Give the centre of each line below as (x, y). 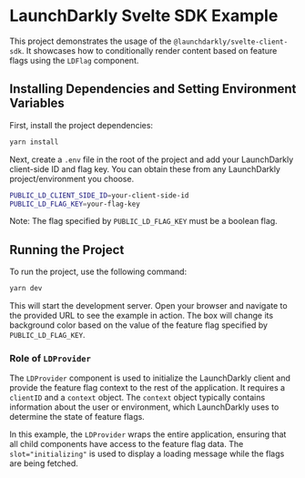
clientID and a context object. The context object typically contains (137, 398)
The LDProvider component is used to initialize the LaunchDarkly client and (150, 378)
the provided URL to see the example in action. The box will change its (142, 316)
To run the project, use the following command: (98, 272)
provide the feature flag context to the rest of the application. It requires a (147, 388)
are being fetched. (44, 463)
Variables (37, 103)
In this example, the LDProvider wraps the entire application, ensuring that (148, 434)
